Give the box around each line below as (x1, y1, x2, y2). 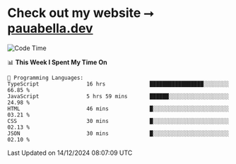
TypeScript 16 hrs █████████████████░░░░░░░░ (7, 80, 230, 88)
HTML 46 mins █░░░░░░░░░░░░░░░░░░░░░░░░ (7, 105, 230, 112)
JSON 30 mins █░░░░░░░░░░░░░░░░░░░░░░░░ (7, 129, 230, 137)
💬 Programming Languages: (7, 74, 83, 81)
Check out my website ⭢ (7, 5, 154, 21)
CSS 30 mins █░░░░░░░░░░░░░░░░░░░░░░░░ (7, 117, 230, 124)
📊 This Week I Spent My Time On (7, 58, 107, 66)
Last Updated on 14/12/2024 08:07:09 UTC (7, 148, 133, 157)
